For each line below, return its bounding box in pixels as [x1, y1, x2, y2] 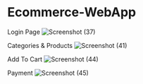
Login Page [7, 28, 41, 36]
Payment [7, 68, 33, 77]
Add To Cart [7, 54, 43, 64]
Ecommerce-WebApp [7, 4, 137, 20]
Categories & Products [7, 41, 73, 49]
